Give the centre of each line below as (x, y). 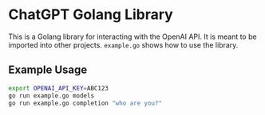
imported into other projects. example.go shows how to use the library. (123, 44)
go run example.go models (51, 96)
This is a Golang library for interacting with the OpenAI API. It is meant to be (132, 36)
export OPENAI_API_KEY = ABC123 (59, 88)
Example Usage (48, 70)
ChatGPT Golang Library (91, 15)
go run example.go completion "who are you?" (85, 103)
